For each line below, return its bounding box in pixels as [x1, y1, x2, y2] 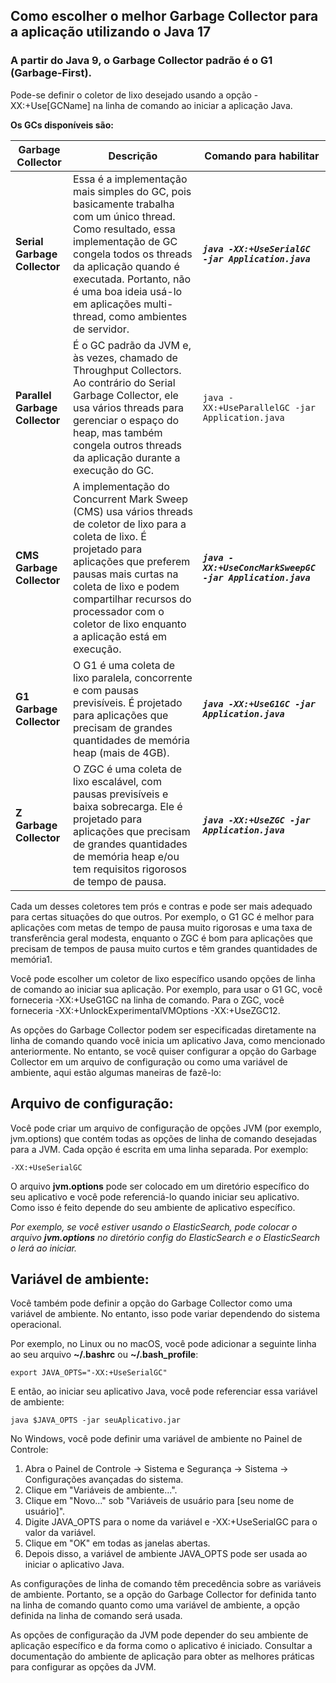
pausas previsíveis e [73, 787, 169, 801]
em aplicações [73, 297, 142, 311]
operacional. [10, 1319, 62, 1331]
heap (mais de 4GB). [73, 745, 170, 759]
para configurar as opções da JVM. [10, 1661, 157, 1673]
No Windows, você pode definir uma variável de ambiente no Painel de [10, 1433, 303, 1445]
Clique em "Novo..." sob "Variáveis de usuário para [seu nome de [24, 1495, 295, 1507]
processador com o [73, 604, 165, 618]
